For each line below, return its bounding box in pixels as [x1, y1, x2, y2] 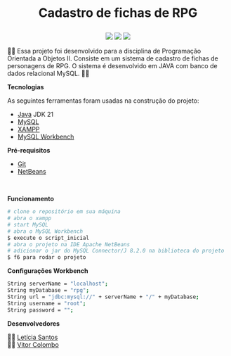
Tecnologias [7, 83, 44, 91]
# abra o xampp [7, 215, 52, 222]
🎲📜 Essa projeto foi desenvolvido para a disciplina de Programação [7, 47, 202, 56]
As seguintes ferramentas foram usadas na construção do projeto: [7, 96, 199, 105]
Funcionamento [7, 195, 55, 203]
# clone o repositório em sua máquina [7, 208, 121, 215]
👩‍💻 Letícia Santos [7, 333, 58, 341]
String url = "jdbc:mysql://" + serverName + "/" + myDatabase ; [7, 293, 199, 300]
